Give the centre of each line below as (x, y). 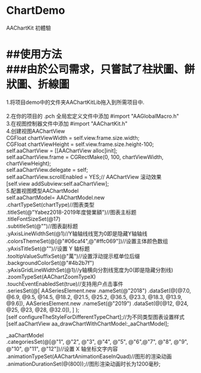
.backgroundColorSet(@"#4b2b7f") (50, 262)
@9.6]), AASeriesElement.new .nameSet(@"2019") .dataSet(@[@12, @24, (97, 303)
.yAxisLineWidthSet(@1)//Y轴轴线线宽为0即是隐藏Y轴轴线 (77, 233)
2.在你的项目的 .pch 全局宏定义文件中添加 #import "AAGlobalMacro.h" (93, 116)
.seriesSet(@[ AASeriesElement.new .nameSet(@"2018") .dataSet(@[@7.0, (99, 290)
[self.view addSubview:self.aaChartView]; (58, 183)
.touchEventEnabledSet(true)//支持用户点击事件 (65, 284)
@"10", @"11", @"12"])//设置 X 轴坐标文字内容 (62, 348)
